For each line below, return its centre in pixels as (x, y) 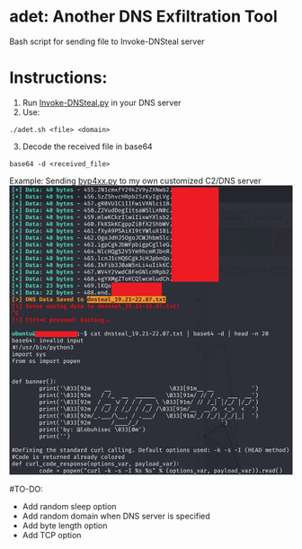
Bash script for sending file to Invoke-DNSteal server (107, 41)
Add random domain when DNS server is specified (116, 516)
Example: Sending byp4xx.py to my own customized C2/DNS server (135, 181)
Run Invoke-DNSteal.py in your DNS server (102, 102)
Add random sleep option (69, 506)
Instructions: (58, 78)
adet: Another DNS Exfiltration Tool (143, 17)
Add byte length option (65, 525)
